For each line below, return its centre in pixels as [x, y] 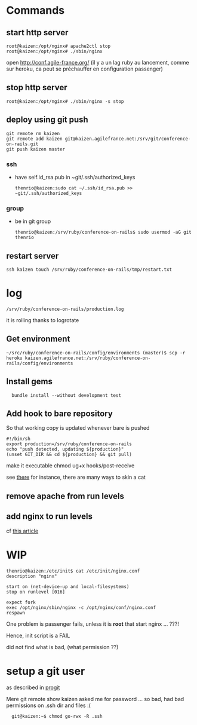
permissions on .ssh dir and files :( [49, 705]
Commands [36, 10]
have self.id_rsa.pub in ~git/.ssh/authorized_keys [75, 177]
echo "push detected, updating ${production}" [65, 449]
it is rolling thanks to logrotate [43, 320]
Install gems [29, 382]
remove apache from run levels [65, 496]
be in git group [33, 221]
